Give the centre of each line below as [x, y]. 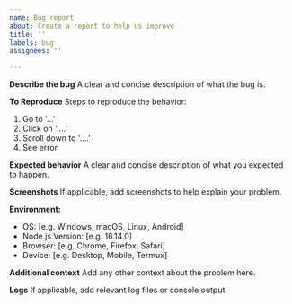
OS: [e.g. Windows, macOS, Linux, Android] [103, 227]
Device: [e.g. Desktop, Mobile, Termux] [95, 256]
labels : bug [31, 43]
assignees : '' [36, 51]
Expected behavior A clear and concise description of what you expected [146, 165]
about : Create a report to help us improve [92, 26]
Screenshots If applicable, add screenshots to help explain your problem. [146, 192]
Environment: [35, 209]
